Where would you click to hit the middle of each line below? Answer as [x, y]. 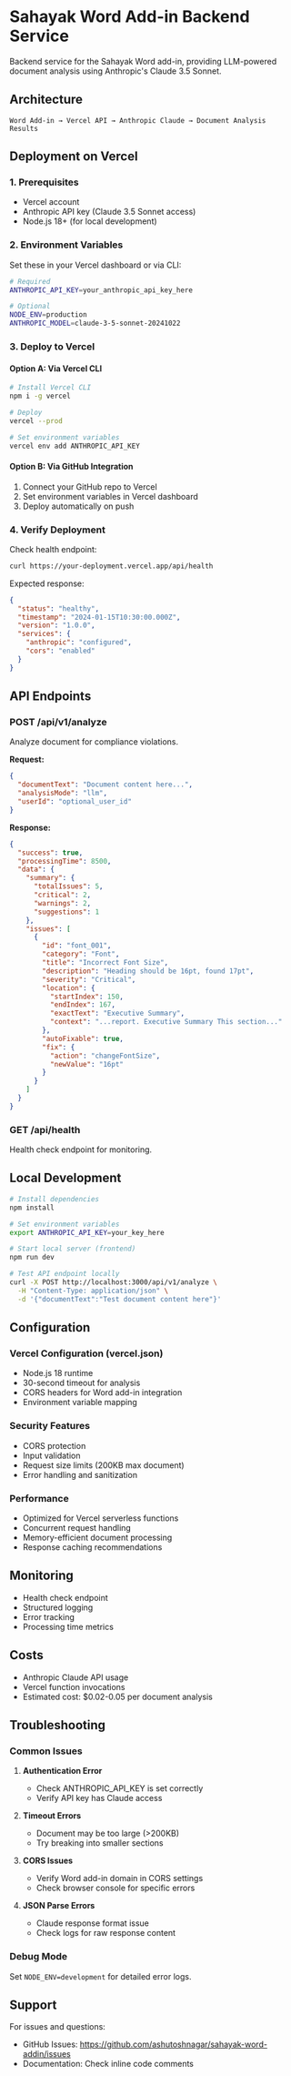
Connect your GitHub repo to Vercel [90, 486]
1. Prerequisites [44, 182]
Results [24, 128]
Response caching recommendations [92, 1547]
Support [33, 2005]
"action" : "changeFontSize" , [105, 1056]
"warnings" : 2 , [62, 903]
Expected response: [47, 583]
